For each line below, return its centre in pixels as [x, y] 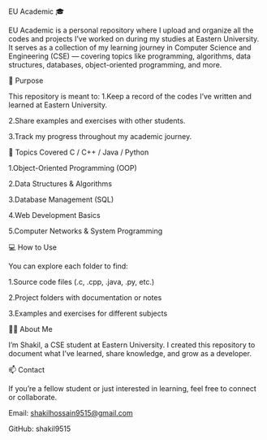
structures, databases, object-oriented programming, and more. [115, 65]
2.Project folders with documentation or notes [85, 298]
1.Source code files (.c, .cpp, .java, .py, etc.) [82, 282]
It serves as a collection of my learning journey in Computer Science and [130, 48]
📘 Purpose [26, 81]
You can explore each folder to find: [68, 266]
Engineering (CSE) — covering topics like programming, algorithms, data [130, 56]
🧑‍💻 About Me [30, 329]
